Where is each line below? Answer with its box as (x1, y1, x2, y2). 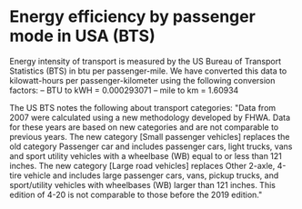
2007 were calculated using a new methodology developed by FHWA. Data (9, 112, 291, 123)
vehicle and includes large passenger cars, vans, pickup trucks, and (24, 170, 279, 181)
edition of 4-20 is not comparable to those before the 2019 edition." (9, 189, 263, 200)
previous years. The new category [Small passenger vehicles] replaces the (9, 131, 290, 142)
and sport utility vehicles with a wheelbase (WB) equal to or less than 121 (9, 150, 282, 161)
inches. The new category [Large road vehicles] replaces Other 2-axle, (9, 160, 276, 171)
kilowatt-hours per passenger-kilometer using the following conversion (9, 75, 276, 85)
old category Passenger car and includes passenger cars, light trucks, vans (9, 141, 293, 152)
